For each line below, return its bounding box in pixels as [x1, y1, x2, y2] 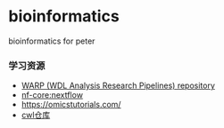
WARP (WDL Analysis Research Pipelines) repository [21, 80, 216, 91]
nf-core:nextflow [21, 90, 84, 100]
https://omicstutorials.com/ [21, 100, 121, 110]
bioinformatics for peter [8, 36, 95, 46]
